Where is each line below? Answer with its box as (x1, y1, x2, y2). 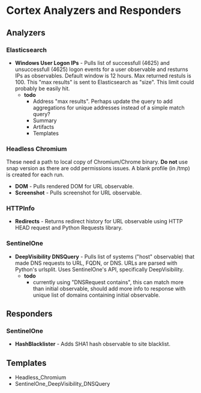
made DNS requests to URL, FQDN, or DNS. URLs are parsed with (14, 259, 178, 267)
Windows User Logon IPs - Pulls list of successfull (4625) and (14, 59, 170, 66)
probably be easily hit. (14, 85, 70, 92)
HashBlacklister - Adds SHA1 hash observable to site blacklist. (14, 341, 171, 348)
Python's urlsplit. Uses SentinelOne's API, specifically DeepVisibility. (14, 265, 184, 273)
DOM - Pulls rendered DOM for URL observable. (14, 183, 134, 190)
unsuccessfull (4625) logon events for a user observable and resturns (14, 66, 188, 73)
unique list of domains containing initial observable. (32, 291, 160, 299)
